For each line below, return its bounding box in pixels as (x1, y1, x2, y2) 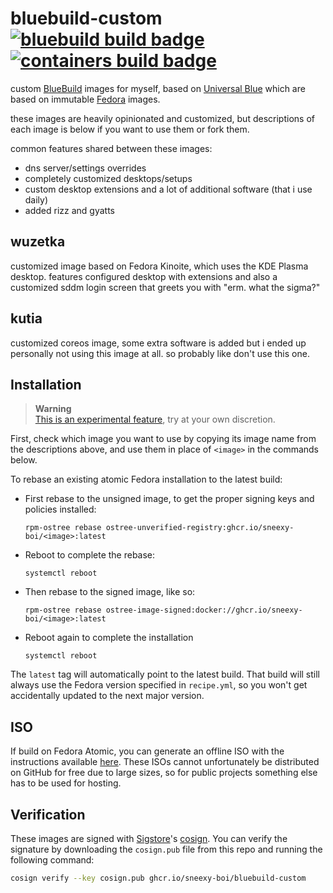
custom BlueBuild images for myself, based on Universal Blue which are (10, 82, 306, 94)
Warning (34, 403, 72, 415)
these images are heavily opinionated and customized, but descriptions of (10, 112, 315, 124)
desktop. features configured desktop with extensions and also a (10, 270, 278, 282)
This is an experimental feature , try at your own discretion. (34, 413, 276, 426)
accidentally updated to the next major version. (10, 690, 205, 702)
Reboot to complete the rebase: (24, 549, 156, 561)
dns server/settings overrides (24, 162, 147, 174)
